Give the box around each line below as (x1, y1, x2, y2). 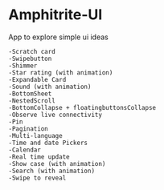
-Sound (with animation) (8, 83, 92, 91)
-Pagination (8, 124, 48, 133)
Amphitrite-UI (8, 6, 103, 24)
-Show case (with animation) (8, 160, 106, 168)
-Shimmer (8, 62, 38, 70)
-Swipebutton (8, 55, 52, 63)
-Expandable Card (8, 75, 67, 83)
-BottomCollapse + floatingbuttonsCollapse (8, 103, 157, 111)
